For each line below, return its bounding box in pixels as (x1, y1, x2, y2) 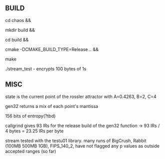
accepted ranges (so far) (5, 148, 56, 154)
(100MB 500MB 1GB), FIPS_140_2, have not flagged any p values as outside (5, 142, 160, 149)
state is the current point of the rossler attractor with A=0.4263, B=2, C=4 (5, 93, 157, 99)
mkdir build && (5, 27, 35, 33)
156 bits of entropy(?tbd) (5, 112, 56, 119)
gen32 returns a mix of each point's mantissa (5, 103, 98, 109)
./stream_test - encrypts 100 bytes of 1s (5, 65, 87, 71)
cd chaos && (5, 17, 31, 23)
